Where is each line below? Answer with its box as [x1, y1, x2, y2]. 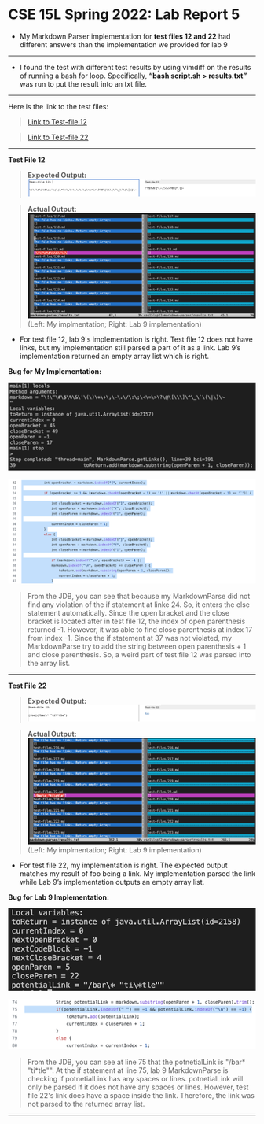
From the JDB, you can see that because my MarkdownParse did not [27, 592, 251, 601]
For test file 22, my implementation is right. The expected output [19, 860, 228, 871]
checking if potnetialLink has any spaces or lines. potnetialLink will [27, 1074, 244, 1084]
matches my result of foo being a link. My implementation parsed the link [19, 869, 256, 878]
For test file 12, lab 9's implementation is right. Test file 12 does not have [19, 335, 253, 344]
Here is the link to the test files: [8, 102, 108, 111]
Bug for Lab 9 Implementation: [8, 893, 110, 902]
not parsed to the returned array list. [27, 1100, 145, 1109]
